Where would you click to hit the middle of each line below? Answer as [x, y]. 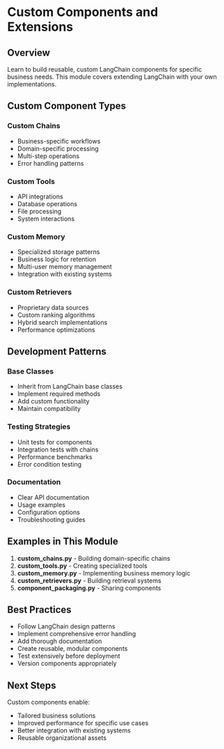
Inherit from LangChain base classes [70, 387]
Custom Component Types [67, 106]
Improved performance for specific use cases [83, 723]
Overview [29, 53]
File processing [39, 211]
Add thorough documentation [59, 641]
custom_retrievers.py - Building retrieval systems [89, 580]
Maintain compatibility [49, 409]
